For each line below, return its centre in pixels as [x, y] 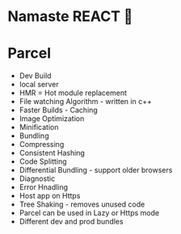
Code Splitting [43, 161]
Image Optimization [52, 119]
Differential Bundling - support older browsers [96, 170]
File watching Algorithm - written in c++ [86, 102]
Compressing [42, 144]
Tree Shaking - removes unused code [82, 204]
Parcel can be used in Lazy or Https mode [89, 213]
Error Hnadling [44, 187]
